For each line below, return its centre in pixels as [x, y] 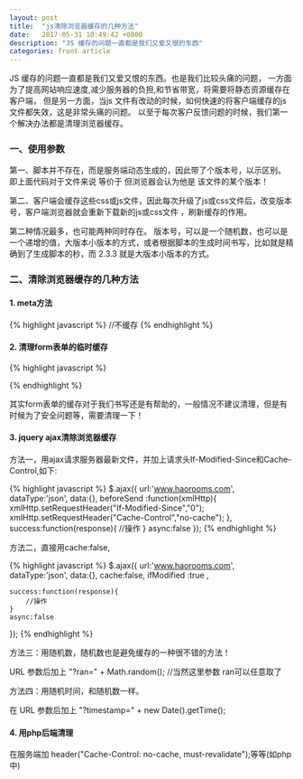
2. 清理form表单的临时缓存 [59, 347]
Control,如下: [33, 470]
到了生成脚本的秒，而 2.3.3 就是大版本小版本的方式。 [115, 254]
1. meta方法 [31, 303]
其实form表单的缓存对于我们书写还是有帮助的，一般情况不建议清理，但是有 [148, 404]
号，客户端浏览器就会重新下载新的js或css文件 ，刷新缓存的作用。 [131, 212]
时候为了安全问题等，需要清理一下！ [77, 415]
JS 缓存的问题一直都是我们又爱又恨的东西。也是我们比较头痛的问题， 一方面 [151, 79]
